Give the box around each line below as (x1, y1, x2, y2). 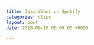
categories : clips (6, 14, 51, 20)
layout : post (6, 19, 38, 25)
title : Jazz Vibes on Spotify (6, 8, 81, 15)
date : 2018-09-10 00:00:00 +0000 (6, 25, 89, 31)
